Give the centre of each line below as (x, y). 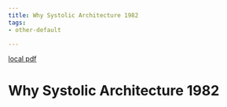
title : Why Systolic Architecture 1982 (73, 15)
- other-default (35, 30)
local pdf (22, 59)
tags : (17, 23)
